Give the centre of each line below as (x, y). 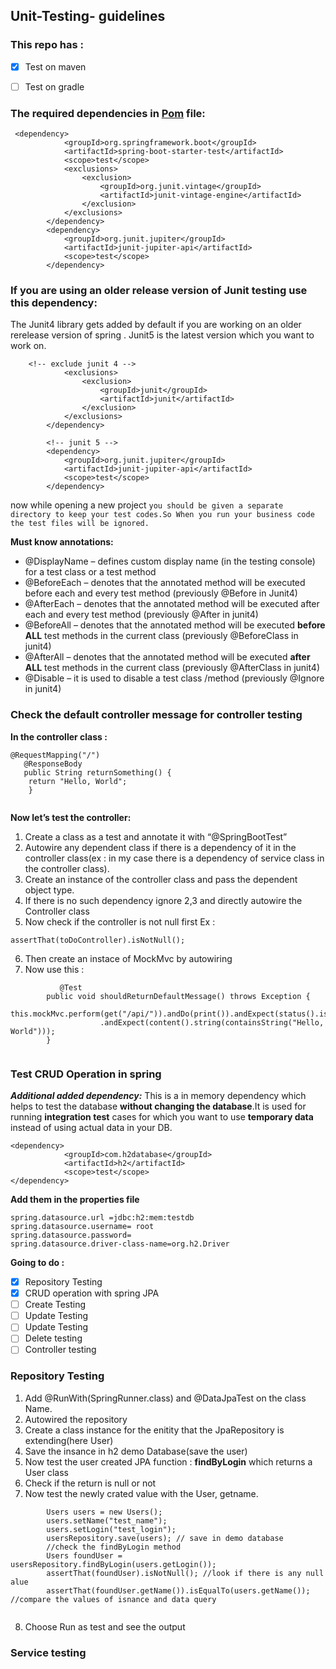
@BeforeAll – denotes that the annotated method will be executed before (175, 625)
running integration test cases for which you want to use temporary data (162, 1117)
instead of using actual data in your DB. (91, 1127)
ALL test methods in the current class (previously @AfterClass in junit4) (172, 668)
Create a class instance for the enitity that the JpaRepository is (154, 1430)
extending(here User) (69, 1440)
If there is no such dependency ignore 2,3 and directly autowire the (163, 900)
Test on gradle (54, 86)
